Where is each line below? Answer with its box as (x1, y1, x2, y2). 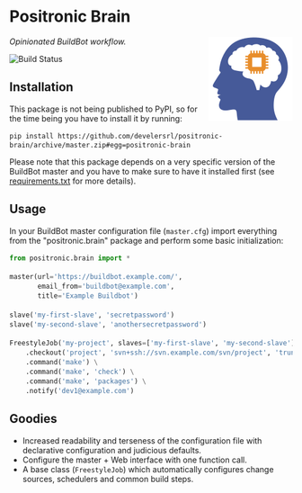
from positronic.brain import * (9, 254, 130, 263)
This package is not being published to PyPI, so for (9, 103, 198, 114)
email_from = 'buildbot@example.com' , (37, 282, 175, 291)
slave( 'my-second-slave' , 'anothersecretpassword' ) (9, 319, 207, 329)
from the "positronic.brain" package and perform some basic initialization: (9, 235, 284, 246)
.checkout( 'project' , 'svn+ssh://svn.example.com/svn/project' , (25, 348, 271, 357)
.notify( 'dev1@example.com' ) (25, 386, 135, 395)
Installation (9, 79, 74, 95)
